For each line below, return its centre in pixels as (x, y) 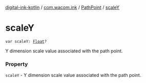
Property (17, 64)
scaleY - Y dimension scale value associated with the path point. (73, 75)
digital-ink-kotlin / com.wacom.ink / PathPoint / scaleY (62, 7)
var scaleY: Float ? (26, 41)
